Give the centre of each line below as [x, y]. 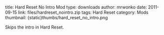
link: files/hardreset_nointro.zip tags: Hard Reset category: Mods [83, 12]
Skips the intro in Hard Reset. [35, 27]
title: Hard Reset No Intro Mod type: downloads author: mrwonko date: [76, 7]
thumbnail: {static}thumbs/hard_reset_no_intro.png [56, 17]
